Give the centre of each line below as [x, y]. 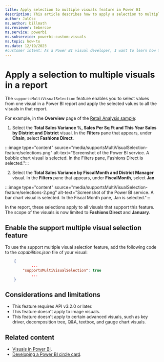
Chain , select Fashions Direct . [43, 138]
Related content [30, 337]
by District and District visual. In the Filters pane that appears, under [82, 133]
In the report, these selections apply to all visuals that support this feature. [80, 207]
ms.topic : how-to [23, 42]
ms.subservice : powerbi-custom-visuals [46, 37]
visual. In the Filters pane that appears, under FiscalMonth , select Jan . [84, 178]
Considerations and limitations [53, 295]
